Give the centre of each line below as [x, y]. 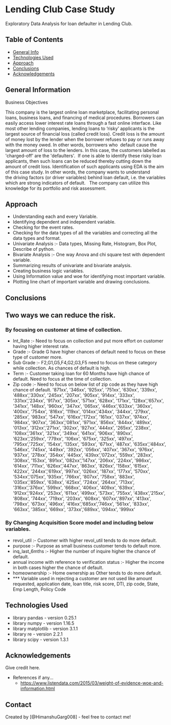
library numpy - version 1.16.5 [43, 623]
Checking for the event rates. [43, 227]
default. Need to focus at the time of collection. [62, 379]
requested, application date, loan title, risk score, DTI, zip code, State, [86, 584]
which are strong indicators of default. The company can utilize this [77, 183]
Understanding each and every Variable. [55, 216]
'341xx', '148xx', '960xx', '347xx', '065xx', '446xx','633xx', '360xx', [82, 406]
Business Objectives [27, 102]
